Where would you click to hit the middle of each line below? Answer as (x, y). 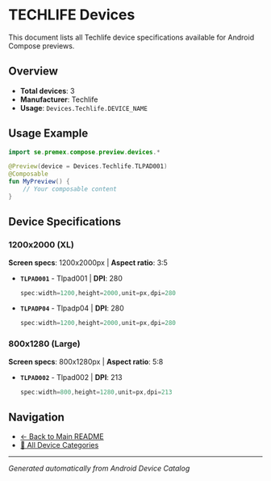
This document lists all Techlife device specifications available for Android (131, 37)
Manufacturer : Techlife (59, 99)
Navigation (36, 417)
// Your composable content (70, 189)
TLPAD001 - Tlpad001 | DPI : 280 (71, 278)
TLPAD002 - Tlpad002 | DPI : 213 (71, 377)
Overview (33, 72)
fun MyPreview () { (39, 182)
